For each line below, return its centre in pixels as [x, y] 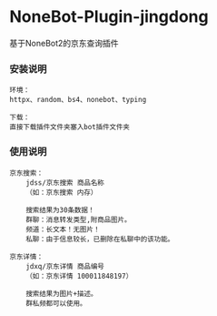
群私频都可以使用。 [56, 303]
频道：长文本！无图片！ [63, 229]
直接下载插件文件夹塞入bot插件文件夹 [69, 127]
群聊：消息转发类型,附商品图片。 [79, 219]
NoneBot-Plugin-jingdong [109, 17]
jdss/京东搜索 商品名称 [65, 183]
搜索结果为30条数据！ [60, 210]
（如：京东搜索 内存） [62, 192]
